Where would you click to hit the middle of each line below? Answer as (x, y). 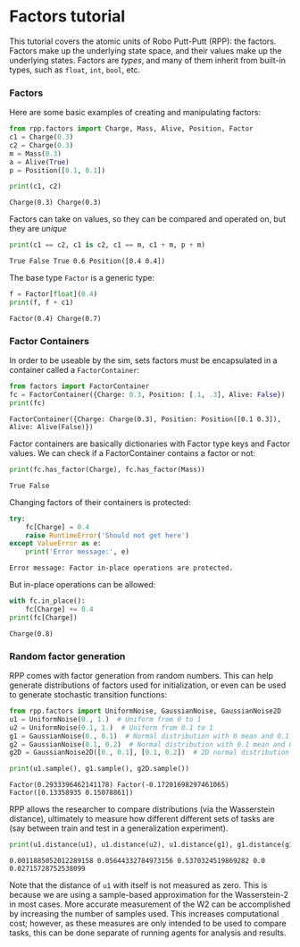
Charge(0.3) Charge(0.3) (55, 203)
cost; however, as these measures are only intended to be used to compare (148, 924)
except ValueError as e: (55, 544)
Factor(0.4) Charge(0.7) (55, 318)
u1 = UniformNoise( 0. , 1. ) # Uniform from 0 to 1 (105, 719)
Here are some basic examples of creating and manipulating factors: (135, 113)
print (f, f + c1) (42, 303)
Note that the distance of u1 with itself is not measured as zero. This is (138, 885)
